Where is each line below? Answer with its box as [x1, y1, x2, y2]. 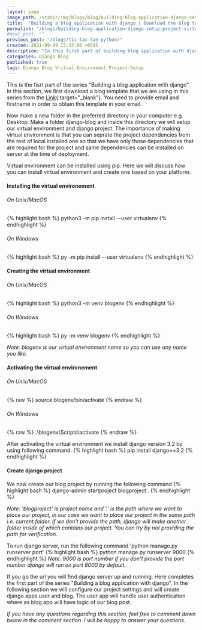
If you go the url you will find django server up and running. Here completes [7, 573, 194, 580]
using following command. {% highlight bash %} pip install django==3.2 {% [7, 446, 194, 454]
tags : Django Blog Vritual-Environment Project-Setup [7, 64, 144, 71]
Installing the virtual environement [7, 182, 95, 190]
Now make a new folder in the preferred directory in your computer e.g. [7, 112, 183, 119]
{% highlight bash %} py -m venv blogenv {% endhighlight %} [7, 332, 161, 339]
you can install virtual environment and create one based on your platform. [7, 168, 191, 176]
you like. [7, 350, 28, 357]
